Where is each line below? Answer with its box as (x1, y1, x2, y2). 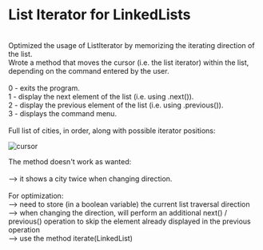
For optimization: (8, 191, 64, 200)
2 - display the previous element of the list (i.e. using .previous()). (8, 100, 224, 110)
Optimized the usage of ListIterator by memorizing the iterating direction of (8, 40, 255, 50)
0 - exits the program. (8, 83, 80, 93)
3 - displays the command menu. (8, 108, 118, 118)
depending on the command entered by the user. (8, 66, 169, 75)
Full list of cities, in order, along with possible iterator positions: (8, 126, 216, 135)
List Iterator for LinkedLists (8, 6, 191, 24)
